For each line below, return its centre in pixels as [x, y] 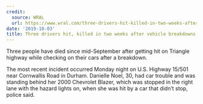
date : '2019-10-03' [31, 29]
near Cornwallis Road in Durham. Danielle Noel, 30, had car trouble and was [101, 76]
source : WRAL [28, 17]
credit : [16, 12]
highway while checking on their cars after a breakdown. [77, 58]
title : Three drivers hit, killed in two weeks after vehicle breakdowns [101, 34]
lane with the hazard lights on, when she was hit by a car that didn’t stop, [97, 88]
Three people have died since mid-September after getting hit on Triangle [98, 51]
